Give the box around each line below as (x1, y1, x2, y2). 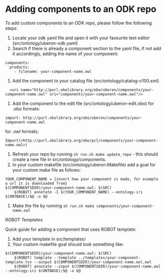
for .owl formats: (5, 128, 39, 134)
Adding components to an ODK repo (5, 3, 157, 15)
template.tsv (5, 260, 32, 265)
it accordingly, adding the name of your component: (12, 51, 119, 57)
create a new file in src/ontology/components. (12, 156, 107, 162)
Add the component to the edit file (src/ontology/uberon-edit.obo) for (12, 100, 154, 106)
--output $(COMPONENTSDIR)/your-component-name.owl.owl (34, 260, 152, 265)
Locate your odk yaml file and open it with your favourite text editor (12, 35, 150, 41)
